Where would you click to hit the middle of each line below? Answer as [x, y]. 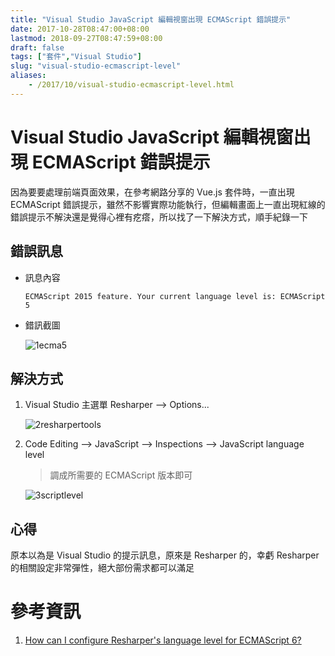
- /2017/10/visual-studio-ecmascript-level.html [131, 85]
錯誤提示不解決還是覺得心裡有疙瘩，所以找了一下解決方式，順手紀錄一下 [159, 217]
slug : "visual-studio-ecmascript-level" [96, 66]
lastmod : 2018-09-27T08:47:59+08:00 [86, 38]
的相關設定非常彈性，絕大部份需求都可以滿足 [102, 568]
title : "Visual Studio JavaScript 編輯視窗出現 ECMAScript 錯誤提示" [151, 19]
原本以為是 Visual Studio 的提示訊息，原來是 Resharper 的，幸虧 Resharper [165, 555]
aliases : [28, 76]
